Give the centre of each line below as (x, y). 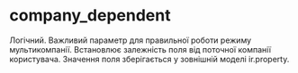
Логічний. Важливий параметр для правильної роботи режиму (131, 40)
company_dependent (90, 16)
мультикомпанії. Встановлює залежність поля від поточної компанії (140, 49)
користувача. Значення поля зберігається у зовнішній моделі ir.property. (149, 59)
